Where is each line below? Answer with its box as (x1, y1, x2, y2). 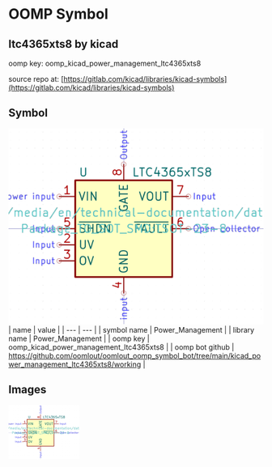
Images (8, 383, 47, 397)
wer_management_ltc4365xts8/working (8, 359, 142, 369)
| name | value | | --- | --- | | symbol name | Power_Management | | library (8, 325, 255, 335)
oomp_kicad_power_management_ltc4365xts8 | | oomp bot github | (8, 342, 235, 352)
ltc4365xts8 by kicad (8, 37, 119, 51)
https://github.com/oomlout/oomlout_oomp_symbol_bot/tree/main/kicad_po (8, 351, 261, 361)
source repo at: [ (8, 74, 64, 83)
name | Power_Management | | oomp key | (8, 333, 150, 344)
